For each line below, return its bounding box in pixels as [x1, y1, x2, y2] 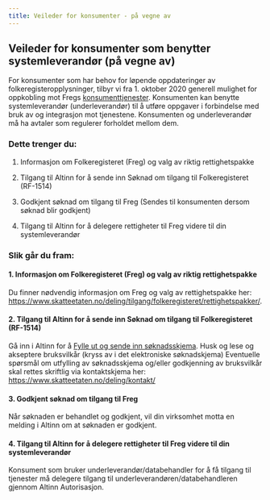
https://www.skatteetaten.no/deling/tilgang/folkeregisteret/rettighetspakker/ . [8, 296, 263, 306]
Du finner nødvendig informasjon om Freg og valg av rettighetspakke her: [8, 287, 252, 297]
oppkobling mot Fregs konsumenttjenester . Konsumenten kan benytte [8, 93, 240, 102]
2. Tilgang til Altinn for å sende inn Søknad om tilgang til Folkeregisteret [8, 315, 253, 324]
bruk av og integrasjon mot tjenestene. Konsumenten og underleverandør [8, 110, 252, 119]
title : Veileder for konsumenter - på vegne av [8, 11, 172, 20]
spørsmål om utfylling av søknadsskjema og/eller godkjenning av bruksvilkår [8, 358, 263, 368]
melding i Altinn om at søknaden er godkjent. [8, 420, 157, 430]
